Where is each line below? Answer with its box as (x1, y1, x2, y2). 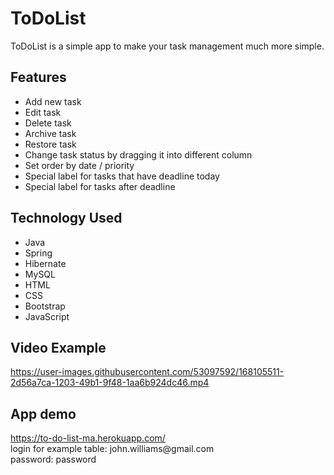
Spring (24, 247, 53, 259)
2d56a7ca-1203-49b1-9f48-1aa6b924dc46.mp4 (10, 377, 210, 389)
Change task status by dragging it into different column (24, 148, 253, 161)
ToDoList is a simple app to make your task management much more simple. (10, 40, 325, 52)
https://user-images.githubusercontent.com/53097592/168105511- (10, 366, 285, 378)
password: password (10, 453, 97, 466)
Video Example (10, 339, 107, 356)
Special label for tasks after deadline (24, 180, 176, 192)
